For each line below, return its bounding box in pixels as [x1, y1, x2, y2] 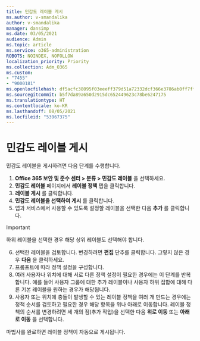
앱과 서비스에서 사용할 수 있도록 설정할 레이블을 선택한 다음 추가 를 [14, 205, 169, 212]
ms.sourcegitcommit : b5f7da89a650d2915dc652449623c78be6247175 [6, 92, 167, 98]
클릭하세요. [38, 256, 64, 264]
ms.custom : [6, 70, 33, 76]
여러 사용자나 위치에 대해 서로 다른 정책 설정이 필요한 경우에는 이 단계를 [14, 271, 180, 279]
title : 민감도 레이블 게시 [6, 8, 63, 15]
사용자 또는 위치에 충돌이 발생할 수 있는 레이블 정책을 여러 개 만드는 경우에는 [14, 293, 192, 301]
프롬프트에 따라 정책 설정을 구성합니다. [14, 264, 104, 271]
